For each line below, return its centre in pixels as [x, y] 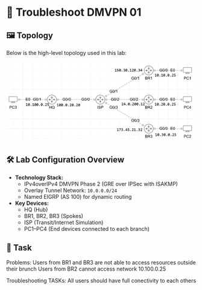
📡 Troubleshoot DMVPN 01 [74, 12]
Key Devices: [32, 203]
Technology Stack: [39, 177]
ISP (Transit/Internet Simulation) [64, 222]
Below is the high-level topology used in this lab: [66, 53]
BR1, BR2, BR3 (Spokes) [53, 216]
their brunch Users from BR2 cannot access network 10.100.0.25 [86, 269]
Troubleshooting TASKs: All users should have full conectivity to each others [101, 280]
